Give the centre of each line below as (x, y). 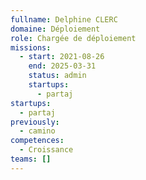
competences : (37, 141)
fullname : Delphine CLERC (64, 19)
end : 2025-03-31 (62, 66)
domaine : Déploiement (55, 29)
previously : (35, 122)
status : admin (57, 76)
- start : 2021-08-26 (62, 57)
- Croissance (46, 150)
